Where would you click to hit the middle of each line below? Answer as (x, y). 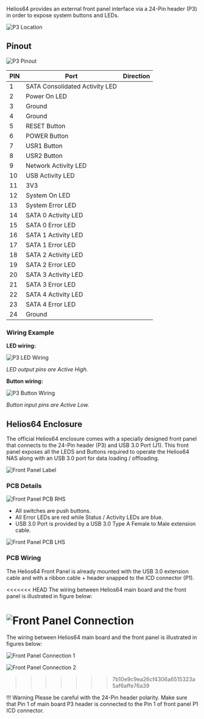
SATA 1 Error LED (51, 245)
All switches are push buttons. (53, 511)
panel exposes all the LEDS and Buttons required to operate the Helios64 (98, 451)
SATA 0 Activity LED (55, 215)
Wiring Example (30, 332)
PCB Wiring (24, 558)
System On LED (48, 195)
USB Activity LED (50, 175)
